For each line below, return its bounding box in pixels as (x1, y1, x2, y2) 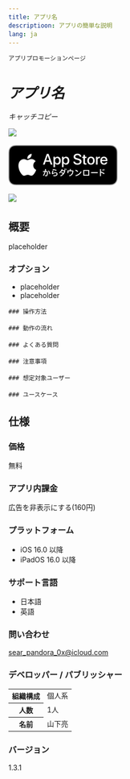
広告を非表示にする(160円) (8, 503, 96, 512)
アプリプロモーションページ (8, 55, 87, 63)
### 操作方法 (8, 308, 47, 316)
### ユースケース (8, 391, 59, 399)
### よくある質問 (8, 341, 59, 350)
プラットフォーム (8, 524, 75, 536)
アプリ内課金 (8, 483, 59, 495)
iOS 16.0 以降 (19, 545, 64, 554)
